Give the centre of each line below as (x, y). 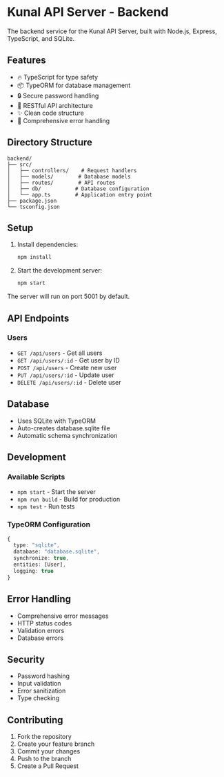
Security (26, 659)
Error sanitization (41, 691)
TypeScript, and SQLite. (41, 38)
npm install (34, 257)
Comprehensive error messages (63, 616)
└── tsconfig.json (33, 207)
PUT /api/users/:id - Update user (66, 375)
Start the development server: (60, 271)
